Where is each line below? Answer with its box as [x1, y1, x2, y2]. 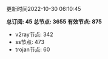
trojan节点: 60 [15, 46, 50, 53]
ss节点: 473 [15, 39, 44, 45]
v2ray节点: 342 [15, 31, 53, 38]
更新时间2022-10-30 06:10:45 [6, 5, 81, 12]
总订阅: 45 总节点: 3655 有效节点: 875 [6, 18, 102, 25]
